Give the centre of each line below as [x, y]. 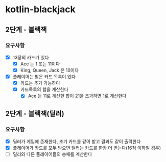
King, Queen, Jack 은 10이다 [50, 70]
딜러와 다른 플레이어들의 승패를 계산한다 [52, 154]
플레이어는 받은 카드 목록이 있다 [44, 77]
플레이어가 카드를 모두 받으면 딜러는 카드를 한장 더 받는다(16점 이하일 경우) [87, 148]
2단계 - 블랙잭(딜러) [35, 113]
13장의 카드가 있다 [31, 57]
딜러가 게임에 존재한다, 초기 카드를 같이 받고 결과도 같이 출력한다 [77, 141]
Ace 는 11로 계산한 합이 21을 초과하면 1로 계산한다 [77, 96]
